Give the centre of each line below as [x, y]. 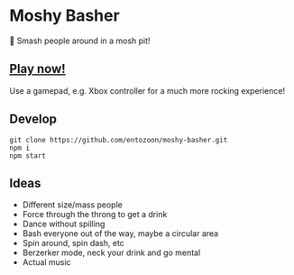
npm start [28, 156]
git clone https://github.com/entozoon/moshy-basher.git [119, 140]
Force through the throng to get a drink [95, 215]
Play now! [37, 69]
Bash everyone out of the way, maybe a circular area [120, 234]
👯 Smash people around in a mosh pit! [80, 41]
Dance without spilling [64, 224]
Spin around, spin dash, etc [73, 243]
